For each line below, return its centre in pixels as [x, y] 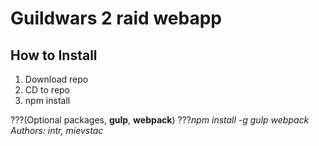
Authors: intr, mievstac [57, 130]
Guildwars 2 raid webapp [116, 18]
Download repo [56, 79]
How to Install [54, 55]
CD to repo [47, 90]
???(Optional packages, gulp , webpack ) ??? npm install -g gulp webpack [160, 120]
